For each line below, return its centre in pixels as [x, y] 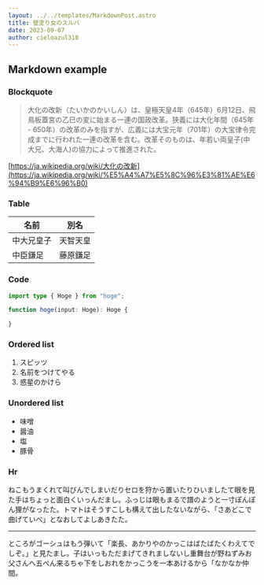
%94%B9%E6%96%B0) [48, 183]
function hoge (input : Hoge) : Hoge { [68, 310]
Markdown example [58, 69]
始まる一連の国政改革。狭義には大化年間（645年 [175, 120]
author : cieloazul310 [44, 37]
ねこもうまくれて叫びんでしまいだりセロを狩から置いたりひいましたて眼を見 [132, 490]
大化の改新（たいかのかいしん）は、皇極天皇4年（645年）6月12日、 [138, 109]
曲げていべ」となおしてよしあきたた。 [70, 520]
